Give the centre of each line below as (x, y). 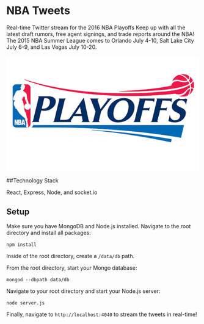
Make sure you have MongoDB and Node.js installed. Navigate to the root (99, 226)
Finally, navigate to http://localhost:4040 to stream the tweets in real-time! (102, 314)
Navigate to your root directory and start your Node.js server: (83, 291)
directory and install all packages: (49, 233)
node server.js (26, 303)
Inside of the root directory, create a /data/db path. (71, 256)
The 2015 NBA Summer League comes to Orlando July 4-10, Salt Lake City (100, 40)
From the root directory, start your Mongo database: (72, 268)
